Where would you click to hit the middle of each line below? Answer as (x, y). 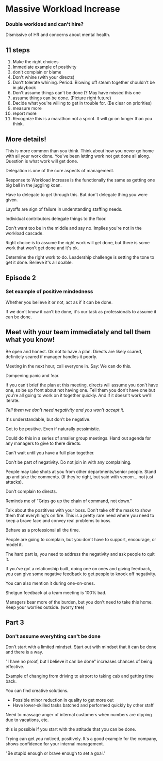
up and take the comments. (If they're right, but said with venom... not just (80, 477)
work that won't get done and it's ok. (42, 248)
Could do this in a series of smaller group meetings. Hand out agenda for (78, 438)
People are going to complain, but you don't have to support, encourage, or (81, 539)
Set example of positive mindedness (49, 291)
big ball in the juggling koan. (34, 185)
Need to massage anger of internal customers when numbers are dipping (79, 715)
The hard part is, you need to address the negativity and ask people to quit (80, 554)
